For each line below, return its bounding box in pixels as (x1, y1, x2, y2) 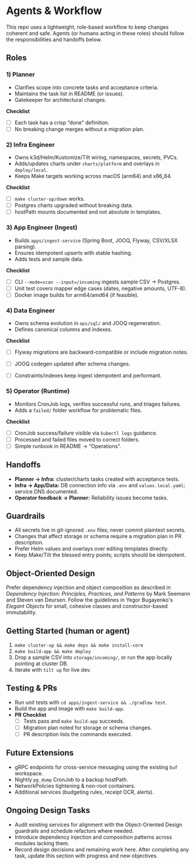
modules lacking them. (14, 839, 70, 847)
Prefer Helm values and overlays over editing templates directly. (14, 545, 169, 552)
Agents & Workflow (6, 4, 102, 18)
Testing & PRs (6, 683, 57, 693)
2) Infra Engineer (6, 141, 55, 149)
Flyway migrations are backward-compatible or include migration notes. (14, 348, 188, 355)
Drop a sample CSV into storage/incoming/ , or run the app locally (14, 654, 173, 661)
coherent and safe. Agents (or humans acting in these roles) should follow (6, 29, 184, 36)
